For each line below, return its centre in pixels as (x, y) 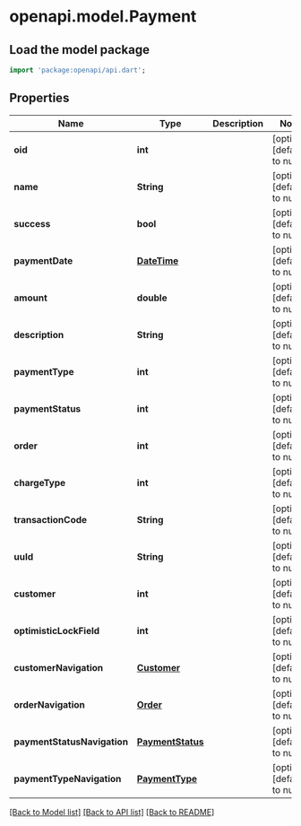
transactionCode (51, 519)
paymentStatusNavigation (71, 742)
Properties (39, 98)
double (152, 298)
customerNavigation (59, 667)
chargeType (40, 483)
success (32, 223)
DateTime (158, 260)
